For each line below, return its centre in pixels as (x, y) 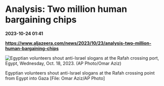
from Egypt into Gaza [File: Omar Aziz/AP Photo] (55, 78)
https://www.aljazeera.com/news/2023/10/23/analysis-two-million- (78, 43)
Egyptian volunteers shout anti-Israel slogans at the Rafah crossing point (80, 73)
